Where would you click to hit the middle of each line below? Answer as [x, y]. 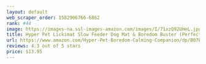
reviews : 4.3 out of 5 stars [44, 46]
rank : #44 [19, 23]
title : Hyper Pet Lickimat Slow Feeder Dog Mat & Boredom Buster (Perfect [104, 35]
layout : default [27, 12]
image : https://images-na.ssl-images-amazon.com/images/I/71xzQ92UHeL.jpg [104, 29]
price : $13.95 [25, 52]
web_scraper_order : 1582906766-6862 [53, 18]
